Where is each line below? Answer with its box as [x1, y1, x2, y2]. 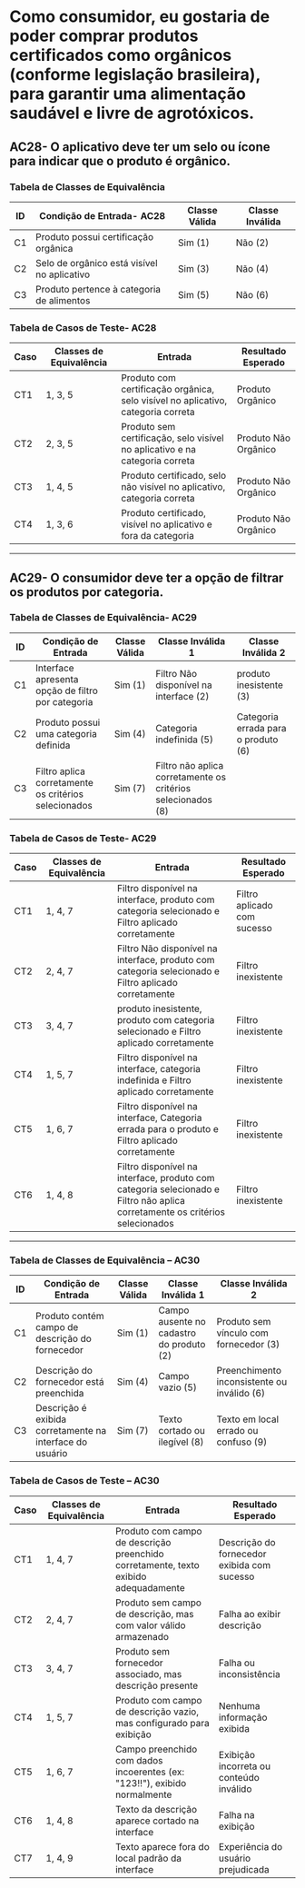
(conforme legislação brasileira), [9, 65, 261, 85]
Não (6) [235, 288, 270, 301]
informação [218, 1711, 268, 1724]
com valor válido [114, 1619, 186, 1632]
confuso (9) [216, 1436, 268, 1448]
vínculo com [216, 1327, 270, 1339]
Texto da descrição [114, 1803, 198, 1815]
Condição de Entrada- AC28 [39, 209, 166, 222]
